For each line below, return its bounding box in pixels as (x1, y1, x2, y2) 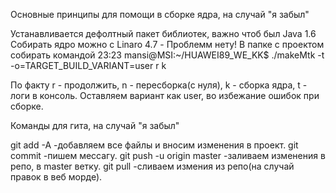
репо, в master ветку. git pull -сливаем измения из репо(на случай (10, 160, 295, 172)
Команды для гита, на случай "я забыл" (10, 120, 180, 131)
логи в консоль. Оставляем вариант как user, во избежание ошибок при (10, 90, 320, 101)
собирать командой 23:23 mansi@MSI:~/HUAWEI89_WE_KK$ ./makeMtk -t (10, 49, 325, 61)
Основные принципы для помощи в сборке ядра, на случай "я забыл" (10, 9, 310, 20)
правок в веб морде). (10, 171, 103, 183)
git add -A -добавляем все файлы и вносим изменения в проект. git (10, 139, 299, 151)
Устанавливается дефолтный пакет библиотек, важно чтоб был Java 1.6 (10, 28, 317, 39)
